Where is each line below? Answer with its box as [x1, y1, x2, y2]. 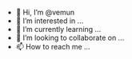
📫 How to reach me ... [15, 42, 90, 51]
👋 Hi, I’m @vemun [15, 8, 75, 17]
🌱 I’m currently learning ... [15, 25, 102, 33]
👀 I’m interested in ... [15, 16, 84, 26]
